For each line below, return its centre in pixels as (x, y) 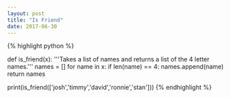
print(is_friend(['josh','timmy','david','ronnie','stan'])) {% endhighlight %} (109, 88)
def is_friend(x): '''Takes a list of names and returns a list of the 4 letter (108, 59)
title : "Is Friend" (35, 20)
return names (26, 74)
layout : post (26, 13)
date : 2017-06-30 (32, 26)
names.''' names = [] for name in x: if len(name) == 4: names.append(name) (115, 67)
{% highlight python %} (41, 46)
